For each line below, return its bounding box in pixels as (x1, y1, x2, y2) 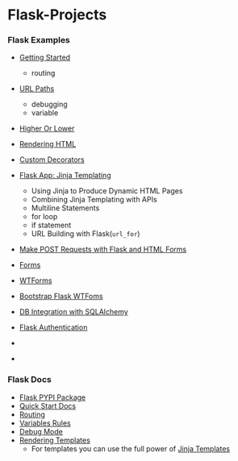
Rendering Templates (19, 435, 90, 445)
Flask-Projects (7, 6, 107, 24)
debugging (31, 99, 68, 110)
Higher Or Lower (19, 123, 75, 134)
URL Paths (19, 84, 55, 93)
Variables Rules (19, 417, 71, 428)
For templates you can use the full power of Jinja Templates (31, 443, 231, 453)
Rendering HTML (19, 139, 77, 149)
